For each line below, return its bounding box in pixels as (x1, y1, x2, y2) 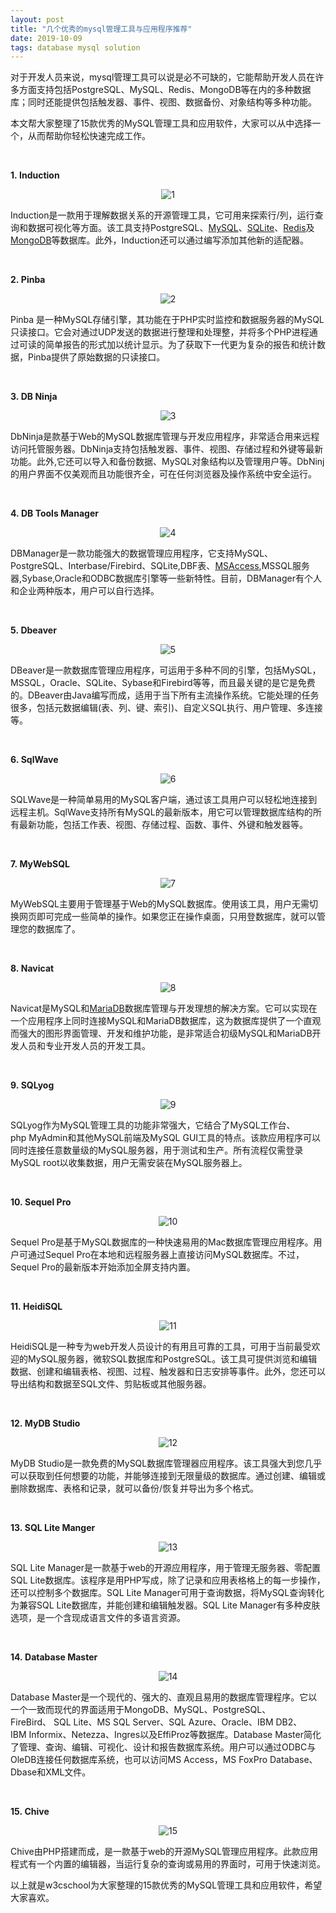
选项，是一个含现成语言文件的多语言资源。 (10, 1612, 186, 1624)
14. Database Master (10, 1651, 98, 1663)
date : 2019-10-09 (10, 33, 83, 43)
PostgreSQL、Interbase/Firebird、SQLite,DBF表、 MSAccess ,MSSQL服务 (10, 560, 310, 572)
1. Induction (10, 169, 60, 181)
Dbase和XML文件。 (10, 1766, 92, 1778)
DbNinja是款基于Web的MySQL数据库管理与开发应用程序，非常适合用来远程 (10, 431, 320, 443)
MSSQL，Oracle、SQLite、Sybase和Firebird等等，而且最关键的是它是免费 (10, 677, 316, 689)
